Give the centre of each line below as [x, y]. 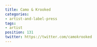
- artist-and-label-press [31, 19]
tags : [10, 23]
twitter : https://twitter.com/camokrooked [48, 37]
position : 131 [19, 32]
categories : [17, 14]
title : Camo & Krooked [28, 10]
